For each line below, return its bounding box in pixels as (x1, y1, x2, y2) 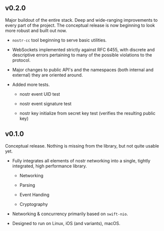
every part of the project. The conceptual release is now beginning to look (5, 22, 155, 28)
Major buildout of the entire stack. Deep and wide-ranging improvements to (5, 17, 158, 23)
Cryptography (19, 201, 48, 207)
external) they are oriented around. (12, 72, 83, 78)
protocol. (12, 57, 31, 63)
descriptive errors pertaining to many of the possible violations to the (12, 52, 152, 58)
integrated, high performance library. (12, 163, 87, 169)
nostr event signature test (19, 101, 72, 107)
